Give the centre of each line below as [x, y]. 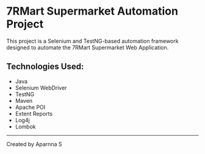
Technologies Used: [45, 67]
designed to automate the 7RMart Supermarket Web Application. [88, 47]
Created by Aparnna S [34, 144]
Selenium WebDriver [41, 88]
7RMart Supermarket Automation [92, 11]
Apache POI [30, 107]
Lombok [26, 127]
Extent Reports [34, 113]
